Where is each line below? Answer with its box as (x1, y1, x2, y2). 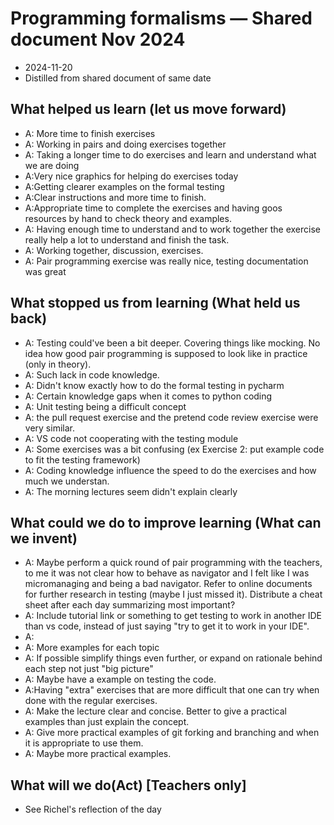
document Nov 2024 (10, 28, 186, 51)
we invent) (10, 530, 78, 547)
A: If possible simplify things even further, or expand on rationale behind (24, 652, 323, 664)
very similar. (24, 422, 75, 434)
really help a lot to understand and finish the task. (24, 233, 230, 246)
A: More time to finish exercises (24, 127, 156, 139)
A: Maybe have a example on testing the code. (24, 673, 217, 686)
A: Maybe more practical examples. (24, 748, 172, 760)
